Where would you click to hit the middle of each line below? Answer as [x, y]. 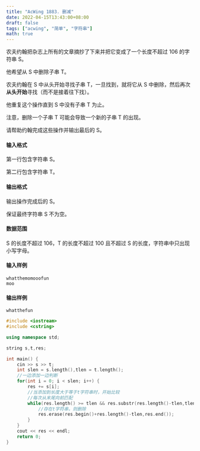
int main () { [22, 359]
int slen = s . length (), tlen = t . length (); [70, 370]
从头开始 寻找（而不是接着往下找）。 [49, 92]
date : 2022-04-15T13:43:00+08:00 [48, 17]
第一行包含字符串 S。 [32, 159]
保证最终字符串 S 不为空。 [38, 214]
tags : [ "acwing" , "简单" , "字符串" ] [49, 28]
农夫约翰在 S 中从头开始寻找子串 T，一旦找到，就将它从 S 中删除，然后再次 [98, 85]
